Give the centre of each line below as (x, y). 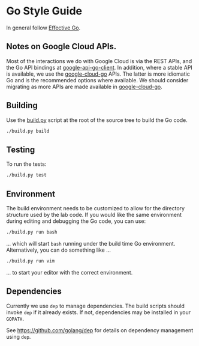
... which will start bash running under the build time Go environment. (91, 243)
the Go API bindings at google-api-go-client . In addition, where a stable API (99, 67)
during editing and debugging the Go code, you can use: (76, 221)
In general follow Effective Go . (43, 28)
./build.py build (28, 131)
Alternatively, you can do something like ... (58, 250)
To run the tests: (26, 164)
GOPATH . (15, 318)
